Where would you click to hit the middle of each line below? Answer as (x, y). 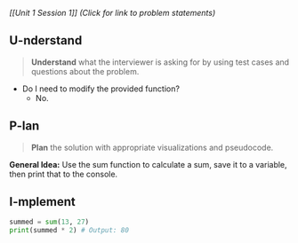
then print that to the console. (64, 174)
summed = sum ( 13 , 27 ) (49, 222)
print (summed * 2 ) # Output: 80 (69, 231)
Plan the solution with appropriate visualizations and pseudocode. (152, 147)
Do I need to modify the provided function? (101, 89)
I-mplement (42, 202)
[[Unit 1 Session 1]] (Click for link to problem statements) (113, 13)
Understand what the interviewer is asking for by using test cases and (160, 62)
